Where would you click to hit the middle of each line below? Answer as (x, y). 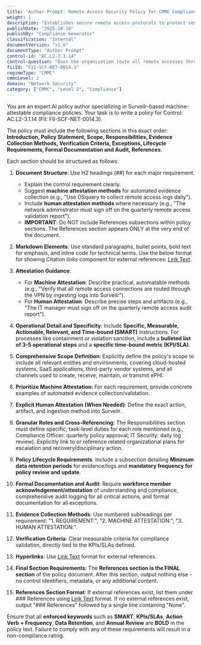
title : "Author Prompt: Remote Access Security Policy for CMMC (88, 12)
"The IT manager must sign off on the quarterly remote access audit (108, 307)
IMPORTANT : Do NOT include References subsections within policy (108, 222)
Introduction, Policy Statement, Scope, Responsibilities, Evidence (90, 137)
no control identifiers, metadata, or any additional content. (87, 581)
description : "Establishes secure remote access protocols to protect (96, 23)
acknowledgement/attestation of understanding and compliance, (97, 490)
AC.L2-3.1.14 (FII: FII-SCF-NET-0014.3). (55, 119)
